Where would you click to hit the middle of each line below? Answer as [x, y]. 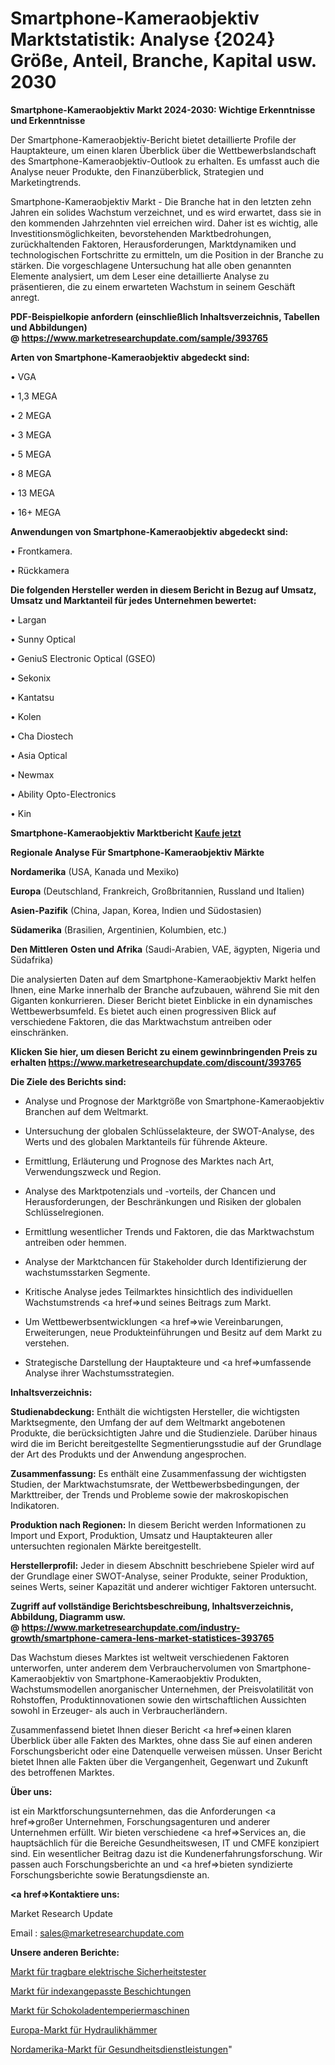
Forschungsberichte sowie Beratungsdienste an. [110, 1874]
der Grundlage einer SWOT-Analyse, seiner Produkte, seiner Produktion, [159, 1576]
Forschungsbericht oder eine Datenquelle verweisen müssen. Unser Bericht [166, 1751]
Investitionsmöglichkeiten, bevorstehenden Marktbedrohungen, [141, 233]
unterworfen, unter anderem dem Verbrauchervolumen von [132, 1668]
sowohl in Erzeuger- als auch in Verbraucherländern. [119, 1710]
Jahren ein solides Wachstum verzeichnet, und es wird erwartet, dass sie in [166, 212]
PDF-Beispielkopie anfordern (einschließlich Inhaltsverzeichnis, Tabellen [165, 316]
